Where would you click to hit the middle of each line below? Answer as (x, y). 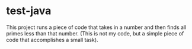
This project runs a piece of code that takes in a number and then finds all (96, 27)
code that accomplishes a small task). (52, 40)
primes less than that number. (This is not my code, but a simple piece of (95, 33)
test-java (29, 11)
